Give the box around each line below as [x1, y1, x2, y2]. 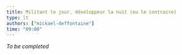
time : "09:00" [6, 26, 43, 32]
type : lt [6, 15, 29, 21]
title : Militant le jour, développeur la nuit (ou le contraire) [6, 9, 176, 15]
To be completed [6, 43, 49, 50]
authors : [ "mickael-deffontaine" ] [6, 20, 95, 26]
